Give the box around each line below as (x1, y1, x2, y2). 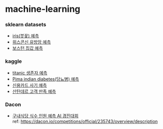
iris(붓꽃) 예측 (12, 33, 40, 39)
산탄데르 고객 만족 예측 (12, 88, 56, 94)
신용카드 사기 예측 (12, 82, 47, 88)
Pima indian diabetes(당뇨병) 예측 (12, 76, 79, 82)
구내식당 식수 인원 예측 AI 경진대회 (12, 113, 79, 119)
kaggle (5, 58, 22, 65)
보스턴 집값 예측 (12, 45, 43, 51)
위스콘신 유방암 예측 (12, 39, 51, 45)
